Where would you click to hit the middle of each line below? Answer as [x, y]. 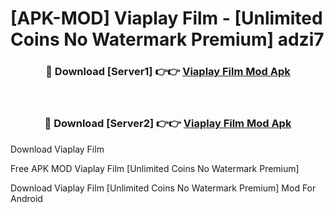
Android [26, 198]
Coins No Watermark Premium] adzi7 [167, 39]
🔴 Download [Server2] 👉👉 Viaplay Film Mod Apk [168, 124]
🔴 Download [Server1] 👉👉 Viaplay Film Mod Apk [168, 72]
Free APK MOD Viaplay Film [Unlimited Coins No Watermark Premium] [155, 168]
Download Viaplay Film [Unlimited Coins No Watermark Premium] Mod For [163, 188]
